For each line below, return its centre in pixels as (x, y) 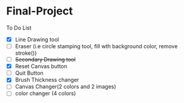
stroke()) (26, 53)
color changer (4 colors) (45, 93)
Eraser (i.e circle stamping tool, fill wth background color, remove (96, 46)
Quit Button (29, 73)
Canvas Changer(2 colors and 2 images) (65, 87)
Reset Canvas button (41, 66)
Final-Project (40, 11)
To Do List (19, 28)
